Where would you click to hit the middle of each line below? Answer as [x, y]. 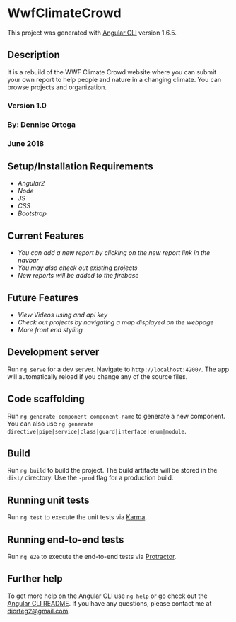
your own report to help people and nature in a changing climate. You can [114, 79]
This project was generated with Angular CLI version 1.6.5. [92, 33]
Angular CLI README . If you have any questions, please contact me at [110, 603]
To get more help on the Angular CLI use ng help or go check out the [107, 596]
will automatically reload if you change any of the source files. [98, 376]
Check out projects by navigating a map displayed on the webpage [116, 322]
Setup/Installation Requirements [80, 166]
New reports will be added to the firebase [78, 276]
